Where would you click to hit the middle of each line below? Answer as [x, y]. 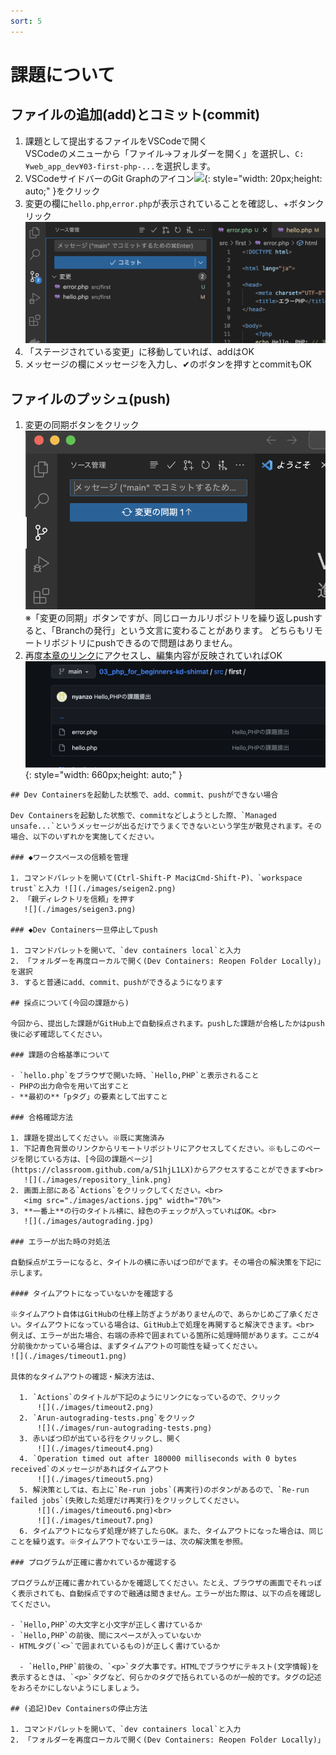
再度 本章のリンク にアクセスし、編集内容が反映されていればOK [153, 656]
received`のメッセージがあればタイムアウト [90, 1470]
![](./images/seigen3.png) [80, 910]
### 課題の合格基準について [60, 1055]
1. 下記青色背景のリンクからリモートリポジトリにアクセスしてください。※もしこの [158, 1149]
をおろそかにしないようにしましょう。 [77, 1688]
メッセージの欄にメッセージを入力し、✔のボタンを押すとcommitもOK [168, 364]
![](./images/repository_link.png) [97, 1180]
